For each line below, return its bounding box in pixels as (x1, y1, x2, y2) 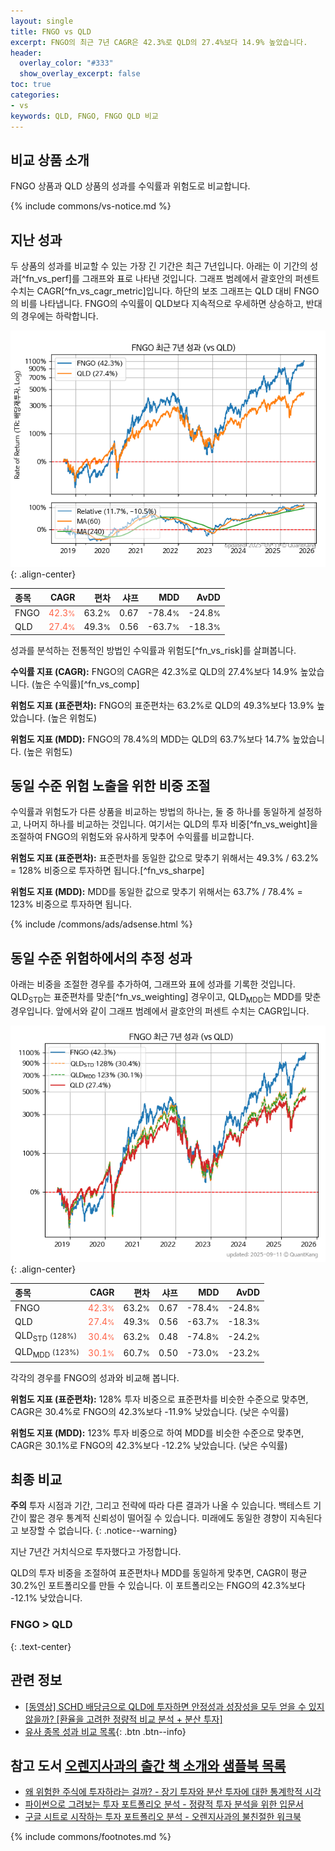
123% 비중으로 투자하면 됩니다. (10, 898, 133, 910)
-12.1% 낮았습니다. (10, 1592, 83, 1604)
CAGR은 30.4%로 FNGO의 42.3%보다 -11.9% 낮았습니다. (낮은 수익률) (10, 1405, 290, 1417)
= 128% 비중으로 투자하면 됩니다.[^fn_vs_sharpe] (10, 865, 205, 877)
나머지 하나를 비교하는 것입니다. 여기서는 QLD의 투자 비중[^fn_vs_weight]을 (23, 818, 318, 830)
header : (10, 48, 43, 58)
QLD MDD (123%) (14, 1346, 80, 1360)
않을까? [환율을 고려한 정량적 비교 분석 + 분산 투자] (24, 1713, 223, 1725)
